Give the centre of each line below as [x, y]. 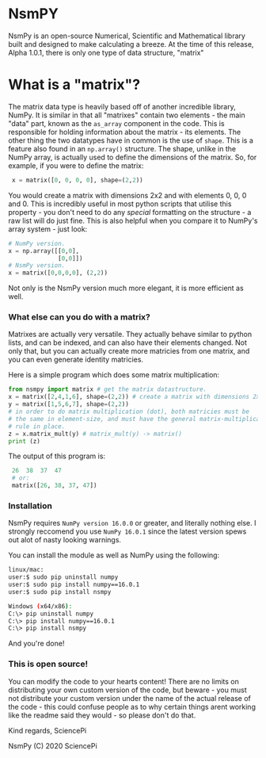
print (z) [25, 441]
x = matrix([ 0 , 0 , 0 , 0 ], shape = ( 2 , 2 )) [78, 180]
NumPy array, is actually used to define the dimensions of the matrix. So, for [133, 157]
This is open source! [48, 664]
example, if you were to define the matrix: [76, 165]
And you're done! [36, 644]
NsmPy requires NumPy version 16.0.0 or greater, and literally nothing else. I [132, 523]
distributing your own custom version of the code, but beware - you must [127, 690]
